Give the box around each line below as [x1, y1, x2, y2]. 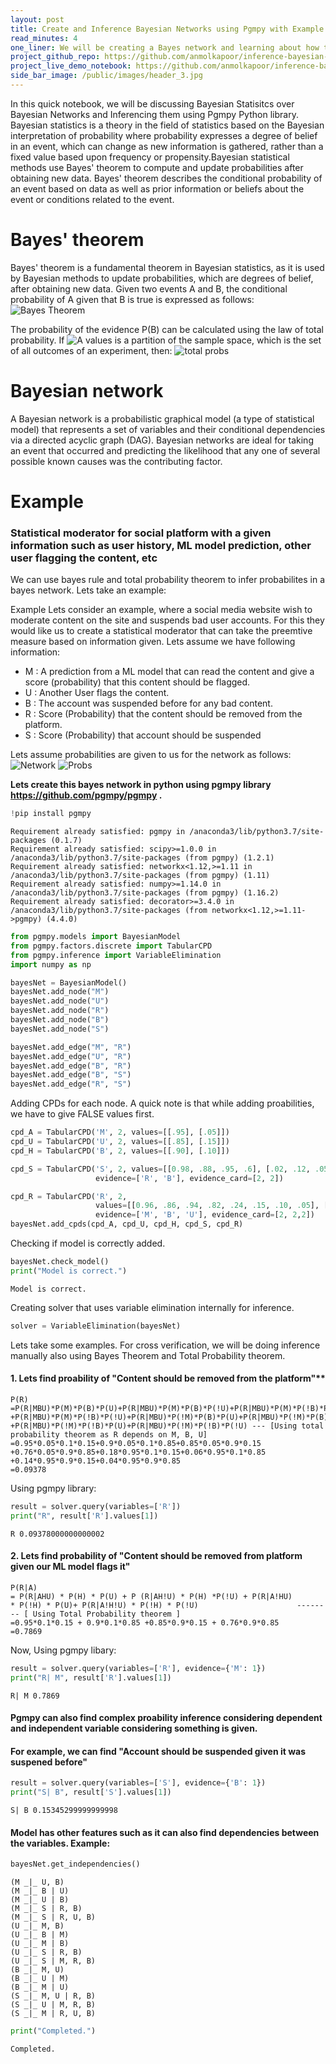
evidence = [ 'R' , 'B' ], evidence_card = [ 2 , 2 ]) [95, 1173, 284, 1183]
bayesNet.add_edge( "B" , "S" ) [10, 1070, 132, 1080]
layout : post [10, 14, 65, 25]
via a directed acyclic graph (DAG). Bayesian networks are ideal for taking [10, 434, 314, 446]
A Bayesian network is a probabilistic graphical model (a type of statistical [10, 412, 315, 425]
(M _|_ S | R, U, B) [10, 1912, 97, 1923]
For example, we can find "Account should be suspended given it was [10, 1745, 306, 1757]
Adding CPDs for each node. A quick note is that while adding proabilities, [10, 1097, 315, 1110]
